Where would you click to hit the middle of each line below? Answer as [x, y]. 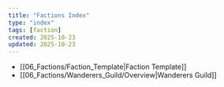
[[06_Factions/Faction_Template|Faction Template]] [103, 67]
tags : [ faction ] [35, 30]
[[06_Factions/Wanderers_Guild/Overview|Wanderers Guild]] [118, 75]
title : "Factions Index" [49, 15]
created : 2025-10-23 [42, 37]
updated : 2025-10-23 [42, 45]
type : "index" [32, 23]
